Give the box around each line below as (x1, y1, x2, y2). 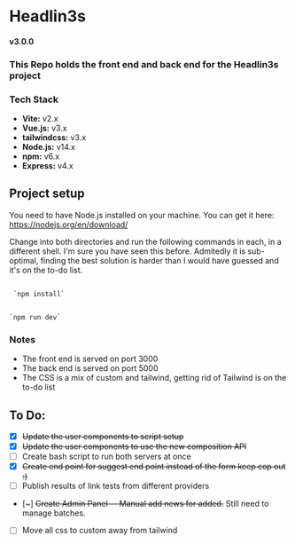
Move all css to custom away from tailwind (21, 525, 178, 536)
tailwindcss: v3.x (21, 132, 87, 143)
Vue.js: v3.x (21, 122, 68, 133)
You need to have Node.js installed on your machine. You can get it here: (9, 209, 275, 220)
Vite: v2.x (21, 114, 59, 123)
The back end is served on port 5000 (21, 363, 159, 374)
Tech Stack (9, 93, 59, 106)
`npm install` (12, 289, 66, 298)
